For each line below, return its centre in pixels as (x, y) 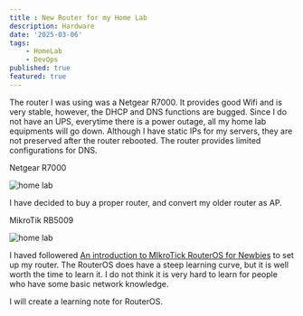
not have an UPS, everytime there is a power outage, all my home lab (138, 121)
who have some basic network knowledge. (89, 283)
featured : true (38, 77)
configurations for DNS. (53, 150)
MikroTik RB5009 (42, 220)
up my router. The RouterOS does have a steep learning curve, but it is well (149, 265)
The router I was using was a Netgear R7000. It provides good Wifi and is (146, 102)
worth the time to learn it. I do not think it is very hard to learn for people (144, 274)
